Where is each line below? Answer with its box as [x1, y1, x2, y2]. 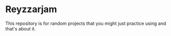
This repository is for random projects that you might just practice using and [5, 20, 166, 26]
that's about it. [5, 25, 36, 31]
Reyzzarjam [5, 4, 58, 15]
